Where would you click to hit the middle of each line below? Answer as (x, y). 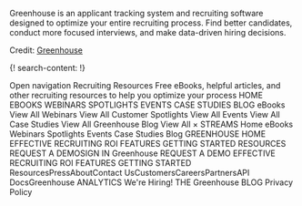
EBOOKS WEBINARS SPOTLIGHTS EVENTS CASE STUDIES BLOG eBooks (147, 105)
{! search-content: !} (48, 68)
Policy (21, 192)
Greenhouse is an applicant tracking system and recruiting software (136, 13)
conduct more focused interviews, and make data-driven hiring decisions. (148, 32)
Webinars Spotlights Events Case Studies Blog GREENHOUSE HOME (138, 134)
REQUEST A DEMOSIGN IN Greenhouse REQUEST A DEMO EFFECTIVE (142, 153)
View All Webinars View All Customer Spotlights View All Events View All (145, 114)
